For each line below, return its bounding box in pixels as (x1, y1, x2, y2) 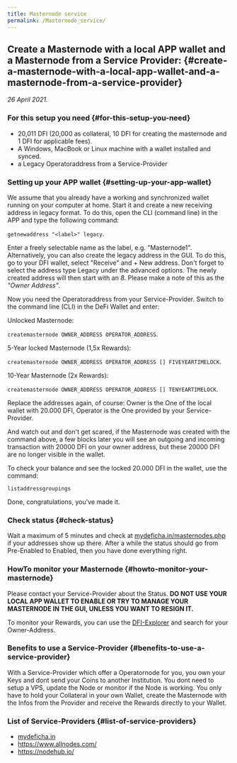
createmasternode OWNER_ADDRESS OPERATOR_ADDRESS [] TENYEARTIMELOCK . (7, 385, 219, 393)
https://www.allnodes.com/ (17, 740, 97, 749)
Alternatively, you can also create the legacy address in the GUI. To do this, (7, 251, 226, 259)
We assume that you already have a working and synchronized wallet (7, 193, 209, 202)
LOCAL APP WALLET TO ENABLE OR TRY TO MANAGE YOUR (7, 597, 189, 605)
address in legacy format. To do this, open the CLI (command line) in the (7, 208, 218, 216)
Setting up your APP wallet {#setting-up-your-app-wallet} (7, 177, 212, 187)
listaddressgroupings (7, 485, 71, 492)
